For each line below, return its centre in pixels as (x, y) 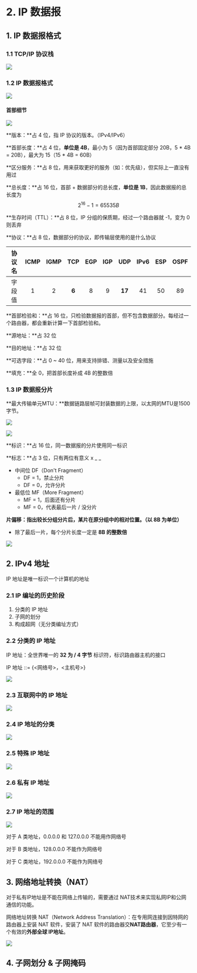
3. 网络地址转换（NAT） (50, 882)
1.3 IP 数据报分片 (30, 389)
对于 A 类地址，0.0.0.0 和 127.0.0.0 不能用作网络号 (66, 837)
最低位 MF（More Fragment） (50, 492)
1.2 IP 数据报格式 (30, 83)
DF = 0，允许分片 (44, 485)
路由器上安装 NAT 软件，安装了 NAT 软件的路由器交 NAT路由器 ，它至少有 (94, 925)
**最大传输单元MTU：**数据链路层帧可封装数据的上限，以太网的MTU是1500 (98, 404)
